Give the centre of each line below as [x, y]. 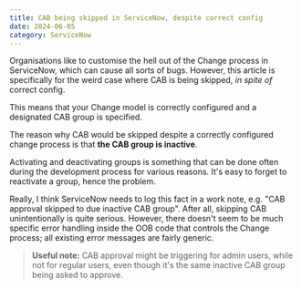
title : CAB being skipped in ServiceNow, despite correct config [136, 18]
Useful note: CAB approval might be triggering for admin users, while [162, 255]
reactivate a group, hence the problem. [83, 181]
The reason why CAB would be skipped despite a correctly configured [141, 135]
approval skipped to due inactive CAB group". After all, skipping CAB [138, 209]
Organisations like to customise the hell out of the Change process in [139, 61]
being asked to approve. [77, 275]
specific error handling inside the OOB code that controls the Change [140, 228]
